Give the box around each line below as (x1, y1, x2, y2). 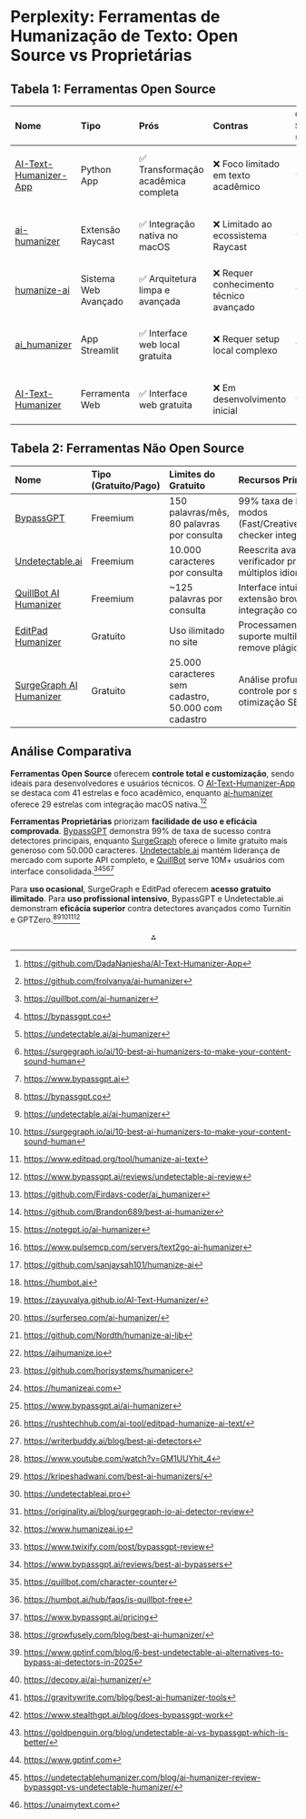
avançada (138, 296, 181, 307)
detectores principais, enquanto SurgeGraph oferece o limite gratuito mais (10, 835, 289, 847)
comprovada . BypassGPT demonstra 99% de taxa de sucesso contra (10, 826, 271, 837)
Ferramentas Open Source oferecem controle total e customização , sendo (10, 768, 294, 779)
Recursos (238, 473, 281, 486)
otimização (238, 696, 285, 709)
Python (80, 164, 112, 176)
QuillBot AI (15, 587, 60, 599)
